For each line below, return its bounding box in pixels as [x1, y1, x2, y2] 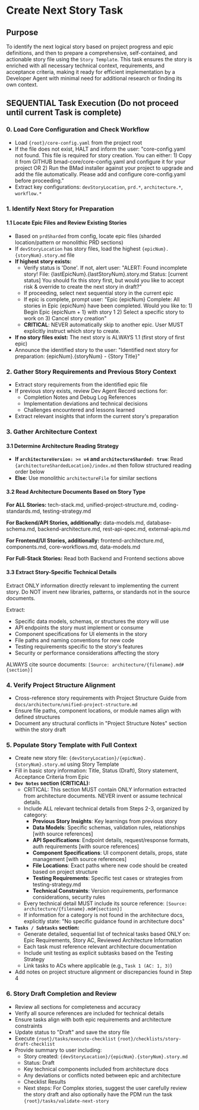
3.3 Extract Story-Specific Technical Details [6, 569, 117, 576]
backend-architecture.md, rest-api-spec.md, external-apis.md [37, 525, 190, 533]
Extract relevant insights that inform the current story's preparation [14, 413, 179, 420]
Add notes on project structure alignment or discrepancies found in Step [14, 968, 192, 975]
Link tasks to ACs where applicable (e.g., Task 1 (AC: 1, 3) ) [23, 962, 172, 969]
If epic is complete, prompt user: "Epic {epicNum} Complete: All [23, 295, 180, 303]
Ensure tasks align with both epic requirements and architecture [14, 1016, 172, 1023]
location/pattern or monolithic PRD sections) [14, 239, 124, 246]
